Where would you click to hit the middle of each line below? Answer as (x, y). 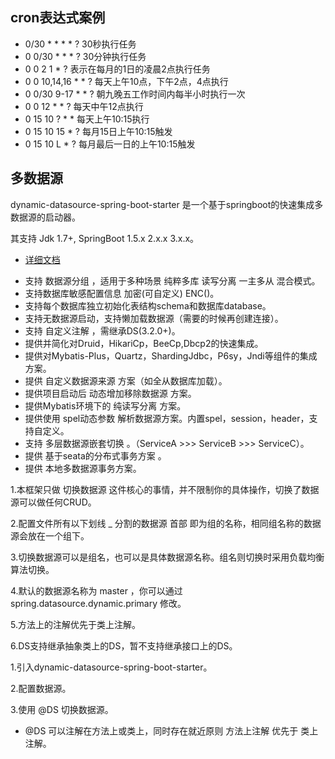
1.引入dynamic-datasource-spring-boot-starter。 (111, 667)
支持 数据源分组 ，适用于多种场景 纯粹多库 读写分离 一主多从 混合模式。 (172, 280)
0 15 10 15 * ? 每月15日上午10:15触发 (98, 131)
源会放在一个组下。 (50, 535)
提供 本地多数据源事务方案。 (83, 468)
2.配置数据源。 (41, 688)
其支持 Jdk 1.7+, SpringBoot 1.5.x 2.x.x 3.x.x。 (105, 238)
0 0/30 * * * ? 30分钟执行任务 (85, 56)
